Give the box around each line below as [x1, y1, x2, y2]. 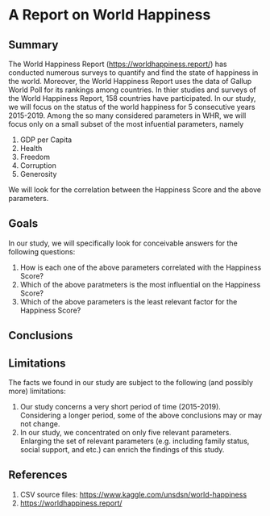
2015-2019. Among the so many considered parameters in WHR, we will [8, 111, 247, 120]
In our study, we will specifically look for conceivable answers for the [8, 238, 238, 248]
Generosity [19, 170, 57, 178]
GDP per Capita [19, 135, 73, 145]
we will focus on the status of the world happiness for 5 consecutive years [8, 103, 255, 111]
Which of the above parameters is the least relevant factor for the [19, 296, 238, 306]
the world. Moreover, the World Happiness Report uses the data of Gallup [8, 77, 252, 86]
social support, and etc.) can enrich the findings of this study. [19, 445, 225, 455]
